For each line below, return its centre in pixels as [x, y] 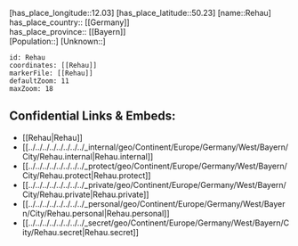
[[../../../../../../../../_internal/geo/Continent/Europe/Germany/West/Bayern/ [155, 147]
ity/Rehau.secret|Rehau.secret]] [81, 232]
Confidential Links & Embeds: [93, 116]
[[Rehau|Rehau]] [52, 137]
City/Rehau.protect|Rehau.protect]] [86, 175]
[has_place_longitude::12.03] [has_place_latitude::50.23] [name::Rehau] [140, 13]
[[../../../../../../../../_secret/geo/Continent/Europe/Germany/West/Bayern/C [156, 223]
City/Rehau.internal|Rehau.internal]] [88, 156]
